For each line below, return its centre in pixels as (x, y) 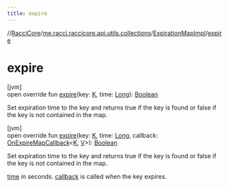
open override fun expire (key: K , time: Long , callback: (83, 135)
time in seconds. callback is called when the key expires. (87, 176)
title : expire (27, 13)
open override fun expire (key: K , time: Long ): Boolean (83, 94)
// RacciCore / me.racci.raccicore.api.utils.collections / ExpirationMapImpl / (108, 33)
